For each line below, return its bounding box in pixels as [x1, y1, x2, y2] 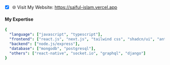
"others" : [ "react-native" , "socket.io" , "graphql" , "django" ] [9, 50, 146, 56]
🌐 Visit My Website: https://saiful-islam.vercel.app [12, 5, 118, 10]
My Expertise [5, 16, 33, 22]
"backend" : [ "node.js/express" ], [9, 41, 80, 46]
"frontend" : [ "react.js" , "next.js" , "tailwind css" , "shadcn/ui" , [9, 37, 155, 42]
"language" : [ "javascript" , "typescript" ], [9, 32, 103, 37]
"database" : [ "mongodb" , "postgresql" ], [9, 46, 96, 51]
